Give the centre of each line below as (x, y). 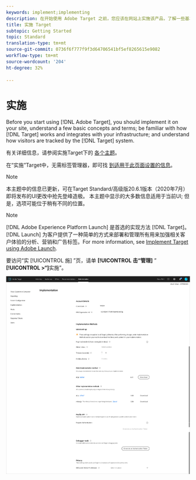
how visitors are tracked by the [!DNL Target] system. (70, 141)
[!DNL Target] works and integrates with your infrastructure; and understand (98, 134)
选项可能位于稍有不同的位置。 (52, 203)
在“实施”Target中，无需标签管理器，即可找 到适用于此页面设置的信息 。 (91, 165)
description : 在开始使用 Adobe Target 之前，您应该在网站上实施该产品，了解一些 (96, 18)
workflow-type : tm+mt (32, 56)
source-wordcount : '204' (36, 61)
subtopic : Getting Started (39, 31)
